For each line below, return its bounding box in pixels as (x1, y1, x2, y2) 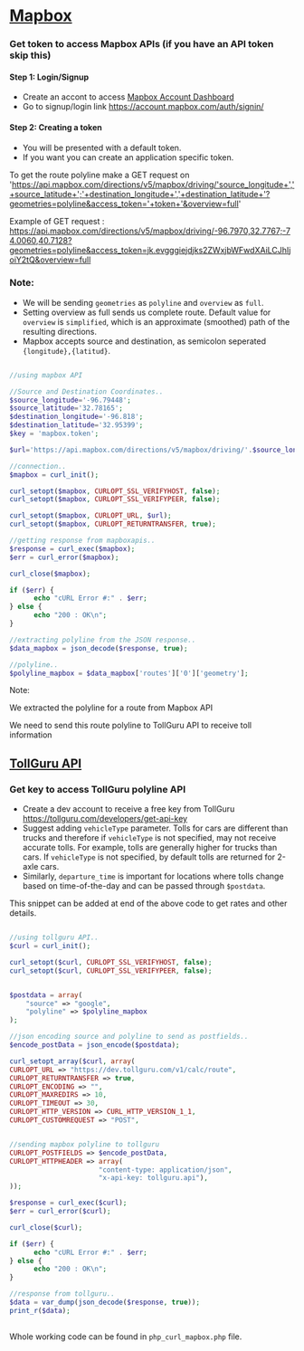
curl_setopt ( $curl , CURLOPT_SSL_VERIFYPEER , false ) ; (9, 966, 213, 975)
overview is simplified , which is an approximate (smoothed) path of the (22, 316, 290, 327)
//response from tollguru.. (9, 1289, 116, 1299)
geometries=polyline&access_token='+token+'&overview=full (9, 198, 240, 209)
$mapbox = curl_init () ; (9, 470, 100, 480)
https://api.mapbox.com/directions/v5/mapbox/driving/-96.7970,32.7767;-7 (9, 225, 291, 236)
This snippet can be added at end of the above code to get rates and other (9, 898, 288, 909)
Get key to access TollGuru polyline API (9, 783, 186, 795)
